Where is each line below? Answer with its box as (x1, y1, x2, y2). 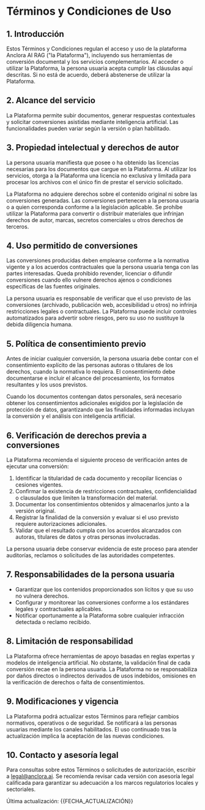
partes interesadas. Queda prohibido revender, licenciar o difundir (6, 270, 173, 277)
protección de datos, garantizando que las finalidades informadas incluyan (6, 406, 195, 414)
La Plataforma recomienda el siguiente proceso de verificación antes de (6, 456, 188, 464)
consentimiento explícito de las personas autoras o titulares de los (6, 361, 173, 369)
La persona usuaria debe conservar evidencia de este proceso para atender (6, 545, 198, 553)
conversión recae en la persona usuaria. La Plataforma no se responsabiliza (6, 665, 198, 673)
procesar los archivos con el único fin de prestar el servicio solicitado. (6, 178, 184, 185)
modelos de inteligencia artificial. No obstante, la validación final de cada (6, 658, 191, 666)
